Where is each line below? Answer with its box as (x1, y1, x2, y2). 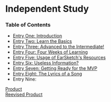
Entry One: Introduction (12, 33, 62, 39)
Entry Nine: (12, 76, 37, 82)
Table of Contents (5, 21, 51, 29)
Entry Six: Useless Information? (12, 60, 79, 66)
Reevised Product (5, 91, 42, 97)
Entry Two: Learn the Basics (12, 38, 73, 44)
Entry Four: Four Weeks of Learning (12, 49, 88, 55)
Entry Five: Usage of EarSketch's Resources (12, 55, 106, 61)
